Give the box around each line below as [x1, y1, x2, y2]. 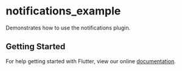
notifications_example [5, 4, 121, 18]
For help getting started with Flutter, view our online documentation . [5, 57, 176, 64]
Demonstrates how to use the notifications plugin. [5, 24, 131, 31]
